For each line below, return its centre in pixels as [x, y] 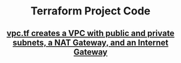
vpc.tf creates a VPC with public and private [90, 33]
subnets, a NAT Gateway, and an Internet [90, 42]
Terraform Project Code [90, 11]
